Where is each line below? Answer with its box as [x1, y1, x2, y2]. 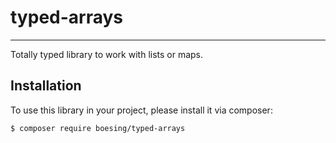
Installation [10, 77, 82, 95]
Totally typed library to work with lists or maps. [10, 48, 204, 60]
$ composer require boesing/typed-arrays [10, 123, 186, 133]
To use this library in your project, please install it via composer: [10, 104, 273, 116]
